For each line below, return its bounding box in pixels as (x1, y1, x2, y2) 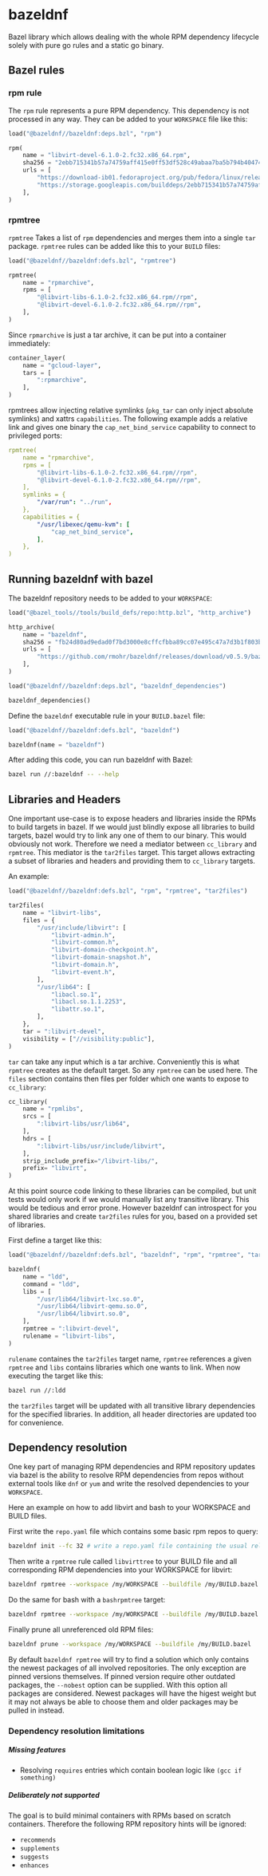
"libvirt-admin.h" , (50, 931, 116, 939)
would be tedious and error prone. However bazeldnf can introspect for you (8, 1203, 257, 1213)
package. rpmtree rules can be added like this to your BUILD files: (8, 241, 221, 250)
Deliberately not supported (8, 1791, 100, 1800)
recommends (19, 1836, 57, 1844)
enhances (19, 1861, 49, 1870)
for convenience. (8, 1417, 64, 1427)
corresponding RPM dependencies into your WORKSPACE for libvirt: (8, 1565, 233, 1574)
